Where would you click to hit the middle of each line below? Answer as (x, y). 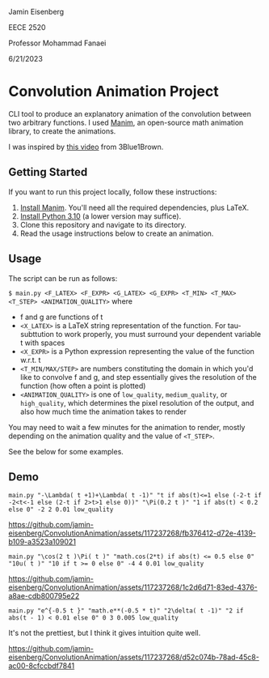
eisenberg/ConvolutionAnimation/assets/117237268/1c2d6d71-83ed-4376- (133, 587)
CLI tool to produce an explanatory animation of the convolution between (130, 113)
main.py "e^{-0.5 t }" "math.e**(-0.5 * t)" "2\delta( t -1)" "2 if (126, 611)
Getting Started (48, 172)
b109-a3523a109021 (42, 542)
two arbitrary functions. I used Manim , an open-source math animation (126, 122)
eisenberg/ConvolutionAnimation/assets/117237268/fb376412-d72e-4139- (132, 533)
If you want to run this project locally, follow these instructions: (113, 192)
